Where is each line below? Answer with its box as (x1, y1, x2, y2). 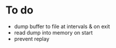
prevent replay (14, 35, 49, 42)
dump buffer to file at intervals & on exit (14, 23, 110, 30)
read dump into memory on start (14, 29, 93, 36)
